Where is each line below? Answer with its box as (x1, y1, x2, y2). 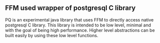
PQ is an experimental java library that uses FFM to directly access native (5, 17, 154, 22)
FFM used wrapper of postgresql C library (5, 4, 136, 12)
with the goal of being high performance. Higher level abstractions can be (5, 27, 155, 33)
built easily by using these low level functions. (5, 32, 98, 38)
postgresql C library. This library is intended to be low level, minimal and (5, 22, 151, 28)
